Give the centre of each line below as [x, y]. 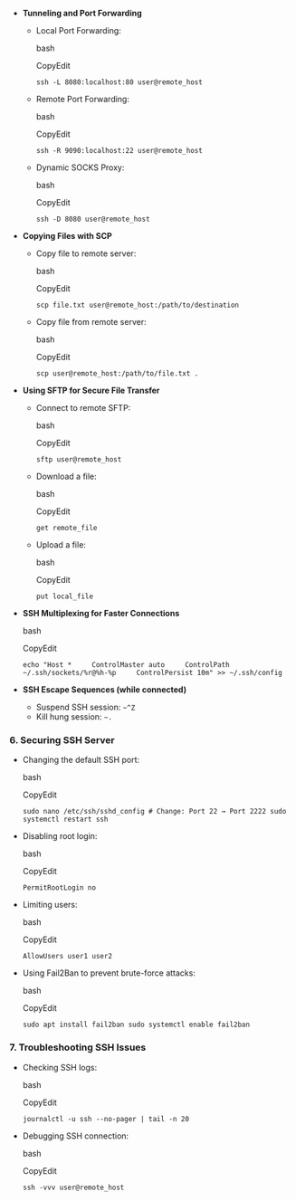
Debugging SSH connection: [76, 1136]
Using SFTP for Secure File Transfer [91, 390]
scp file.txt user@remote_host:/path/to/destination [138, 305]
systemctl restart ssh [65, 820]
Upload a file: [61, 545]
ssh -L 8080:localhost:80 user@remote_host [119, 82]
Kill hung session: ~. [74, 717]
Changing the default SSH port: [81, 760]
